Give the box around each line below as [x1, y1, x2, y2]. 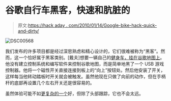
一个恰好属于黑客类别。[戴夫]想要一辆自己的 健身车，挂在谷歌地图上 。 [18, 54, 165, 61]
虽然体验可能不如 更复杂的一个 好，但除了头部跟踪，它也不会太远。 [5, 90, 144, 96]
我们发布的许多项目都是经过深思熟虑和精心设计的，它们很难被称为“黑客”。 [5, 48, 161, 54]
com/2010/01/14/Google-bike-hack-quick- [68, 22, 157, 28]
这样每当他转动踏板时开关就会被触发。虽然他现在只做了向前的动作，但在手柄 [5, 73, 166, 79]
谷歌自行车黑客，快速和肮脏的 [5, 5, 131, 16]
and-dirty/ [17, 28, 39, 34]
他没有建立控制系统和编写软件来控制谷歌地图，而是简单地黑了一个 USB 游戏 [5, 61, 164, 67]
